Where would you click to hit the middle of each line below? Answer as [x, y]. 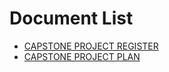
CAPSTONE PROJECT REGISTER [91, 46]
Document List [71, 18]
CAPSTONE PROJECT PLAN [82, 56]
